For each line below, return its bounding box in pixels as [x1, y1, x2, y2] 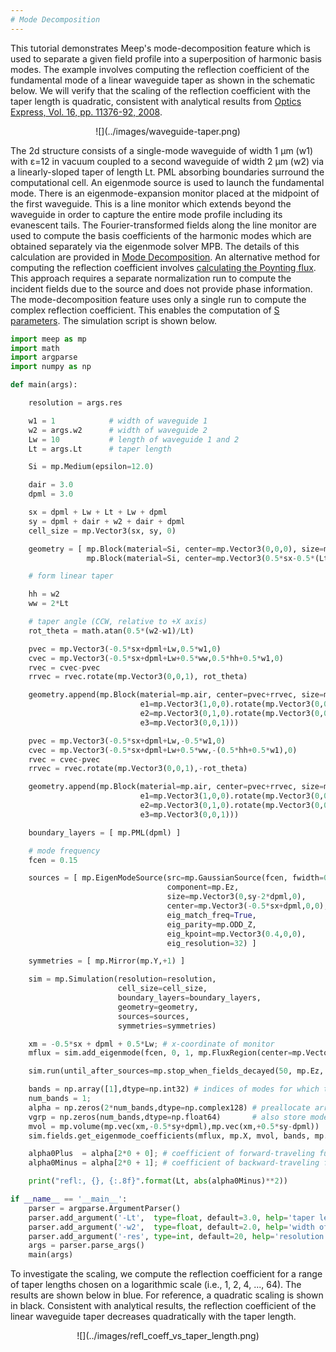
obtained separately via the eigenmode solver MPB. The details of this [10, 240, 300, 252]
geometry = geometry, [117, 1002, 199, 1012]
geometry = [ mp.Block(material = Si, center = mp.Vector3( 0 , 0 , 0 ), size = [28, 544, 325, 554]
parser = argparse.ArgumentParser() [28, 1203, 182, 1213]
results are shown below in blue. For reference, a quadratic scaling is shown [10, 1289, 324, 1301]
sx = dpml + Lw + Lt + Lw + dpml [28, 507, 168, 517]
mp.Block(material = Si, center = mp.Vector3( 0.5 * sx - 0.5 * [86, 553, 315, 563]
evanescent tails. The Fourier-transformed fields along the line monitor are [10, 219, 317, 231]
